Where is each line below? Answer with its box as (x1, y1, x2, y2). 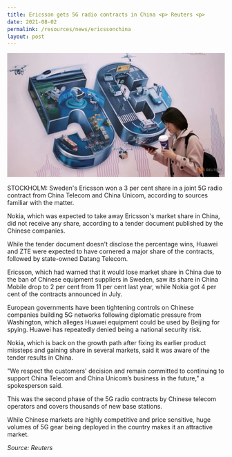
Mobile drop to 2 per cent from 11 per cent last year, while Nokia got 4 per (7, 282, 217, 291)
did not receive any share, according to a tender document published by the (7, 219, 224, 227)
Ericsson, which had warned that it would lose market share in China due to (7, 268, 222, 276)
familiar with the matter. (7, 198, 75, 206)
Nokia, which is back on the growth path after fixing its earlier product (7, 338, 206, 347)
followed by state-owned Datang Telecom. (7, 254, 128, 262)
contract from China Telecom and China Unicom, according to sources (7, 191, 209, 200)
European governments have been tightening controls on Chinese (7, 303, 195, 311)
